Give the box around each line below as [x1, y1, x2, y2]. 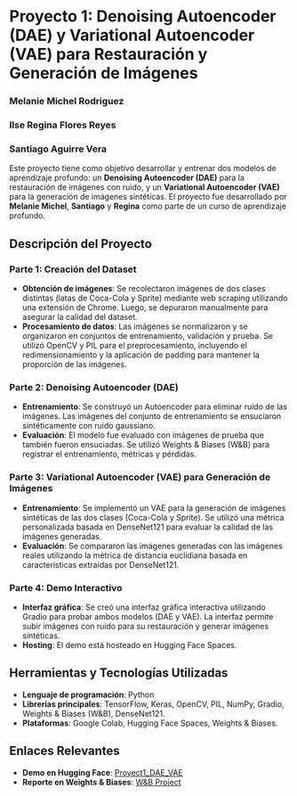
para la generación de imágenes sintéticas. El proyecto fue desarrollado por [9, 192, 287, 202]
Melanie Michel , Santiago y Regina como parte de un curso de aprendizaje [9, 201, 287, 211]
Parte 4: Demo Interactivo [9, 581, 123, 594]
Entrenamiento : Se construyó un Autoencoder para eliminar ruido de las [21, 401, 287, 412]
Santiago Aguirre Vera [9, 143, 107, 155]
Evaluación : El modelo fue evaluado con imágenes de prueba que [21, 430, 265, 440]
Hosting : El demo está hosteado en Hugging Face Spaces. [21, 639, 237, 650]
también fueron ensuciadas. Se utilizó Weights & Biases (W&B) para [21, 439, 269, 450]
